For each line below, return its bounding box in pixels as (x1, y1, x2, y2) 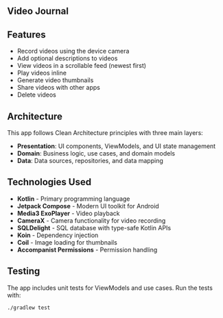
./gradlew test (7, 304, 51, 311)
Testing (7, 265, 40, 277)
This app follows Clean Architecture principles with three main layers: (7, 129, 204, 137)
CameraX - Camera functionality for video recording (16, 216, 166, 225)
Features (7, 29, 46, 40)
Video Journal (7, 5, 69, 17)
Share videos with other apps (16, 84, 101, 92)
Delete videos (16, 90, 56, 99)
